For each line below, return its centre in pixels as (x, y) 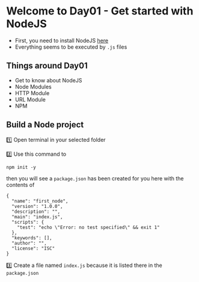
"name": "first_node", (40, 201)
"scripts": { (28, 222)
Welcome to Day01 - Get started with (100, 11)
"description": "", (36, 212)
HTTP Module (32, 93)
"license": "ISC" (33, 248)
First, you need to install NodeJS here (62, 40)
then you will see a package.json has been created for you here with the (95, 178)
